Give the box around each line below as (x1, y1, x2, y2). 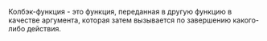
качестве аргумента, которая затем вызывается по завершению (8, 15, 232, 25)
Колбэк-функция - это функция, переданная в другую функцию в (8, 7, 232, 16)
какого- (232, 15, 260, 25)
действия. (27, 24, 62, 33)
